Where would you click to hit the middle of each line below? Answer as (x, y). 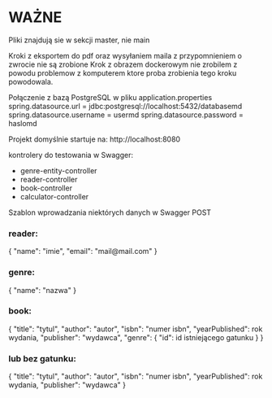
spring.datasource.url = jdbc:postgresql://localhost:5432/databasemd (125, 106)
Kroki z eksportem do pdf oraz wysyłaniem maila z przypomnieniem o (125, 55)
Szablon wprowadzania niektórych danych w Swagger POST (110, 212)
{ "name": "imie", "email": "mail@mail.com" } (83, 251)
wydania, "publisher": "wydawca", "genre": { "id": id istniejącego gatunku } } (136, 337)
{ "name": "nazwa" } (43, 290)
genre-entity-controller (58, 170)
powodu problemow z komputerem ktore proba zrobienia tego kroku (123, 72)
